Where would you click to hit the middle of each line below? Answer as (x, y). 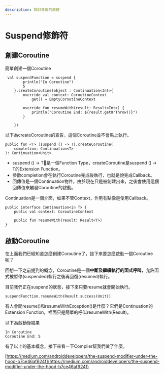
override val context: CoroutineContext (65, 95)
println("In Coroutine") (48, 82)
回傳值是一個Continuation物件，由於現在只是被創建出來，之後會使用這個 (85, 181)
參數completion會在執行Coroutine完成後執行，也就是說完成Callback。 (83, 175)
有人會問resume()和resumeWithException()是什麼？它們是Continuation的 (79, 306)
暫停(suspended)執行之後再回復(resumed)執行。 (63, 277)
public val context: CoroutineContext (54, 211)
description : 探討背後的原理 (33, 10)
